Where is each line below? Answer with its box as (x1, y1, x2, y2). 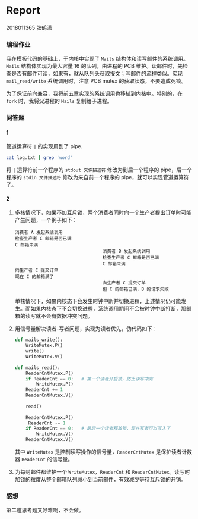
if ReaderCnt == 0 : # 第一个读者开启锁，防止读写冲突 (25, 376, 153, 382)
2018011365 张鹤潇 (6, 24, 52, 31)
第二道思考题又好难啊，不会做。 (6, 507, 84, 514)
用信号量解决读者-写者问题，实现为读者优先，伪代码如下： (14, 325, 158, 332)
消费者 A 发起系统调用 (14, 230, 63, 236)
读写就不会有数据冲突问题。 (25, 312, 93, 320)
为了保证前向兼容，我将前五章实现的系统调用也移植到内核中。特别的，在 (6, 90, 183, 97)
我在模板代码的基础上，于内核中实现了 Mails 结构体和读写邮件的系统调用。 (6, 55, 189, 62)
